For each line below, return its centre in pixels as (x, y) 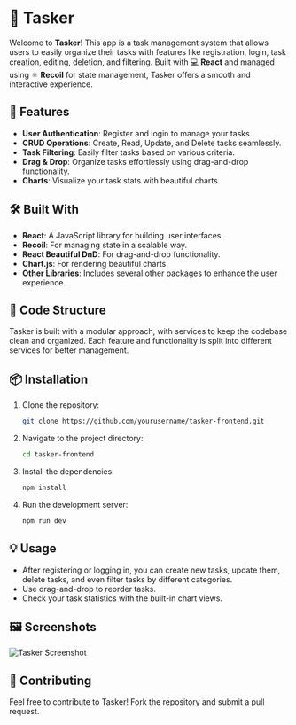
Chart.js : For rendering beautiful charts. (95, 263)
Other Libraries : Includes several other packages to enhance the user (149, 273)
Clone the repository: (61, 405)
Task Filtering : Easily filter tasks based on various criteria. (128, 152)
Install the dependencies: (68, 471)
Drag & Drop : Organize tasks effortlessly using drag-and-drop (135, 161)
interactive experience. (51, 84)
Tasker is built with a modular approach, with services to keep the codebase (148, 331)
